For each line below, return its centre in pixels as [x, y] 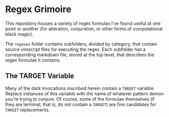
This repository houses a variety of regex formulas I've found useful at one [83, 23]
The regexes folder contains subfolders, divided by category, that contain [81, 44]
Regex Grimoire [38, 9]
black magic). [19, 34]
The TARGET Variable [40, 76]
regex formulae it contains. [33, 60]
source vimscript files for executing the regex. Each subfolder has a [75, 49]
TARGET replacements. [27, 109]
